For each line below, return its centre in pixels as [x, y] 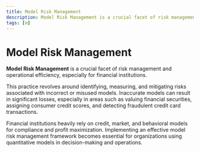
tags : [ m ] [18, 23]
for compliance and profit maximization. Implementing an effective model [96, 130]
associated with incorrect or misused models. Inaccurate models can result [98, 93]
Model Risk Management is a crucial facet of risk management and [89, 69]
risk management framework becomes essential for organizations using [94, 136]
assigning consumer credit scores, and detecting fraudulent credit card [93, 106]
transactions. [22, 112]
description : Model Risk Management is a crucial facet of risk [87, 17]
